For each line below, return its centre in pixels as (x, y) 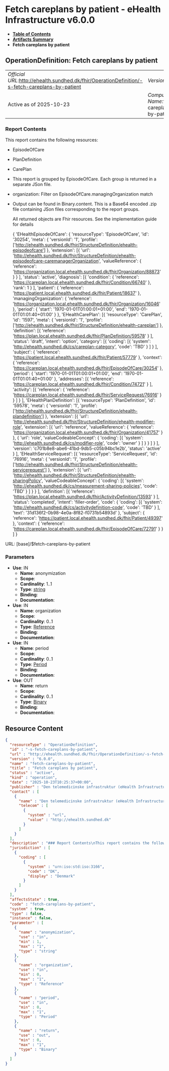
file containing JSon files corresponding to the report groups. (76, 209)
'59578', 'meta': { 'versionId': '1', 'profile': (55, 406)
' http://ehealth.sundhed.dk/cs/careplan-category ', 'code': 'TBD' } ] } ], (85, 347)
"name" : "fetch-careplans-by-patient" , (53, 763)
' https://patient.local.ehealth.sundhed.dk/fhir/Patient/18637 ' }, (77, 293)
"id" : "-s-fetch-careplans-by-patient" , (54, 749)
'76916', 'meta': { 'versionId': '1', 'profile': (55, 459)
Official (16, 74)
